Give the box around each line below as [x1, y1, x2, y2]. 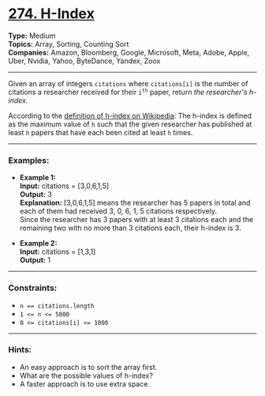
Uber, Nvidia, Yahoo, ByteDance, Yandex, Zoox [8, 56, 161, 66]
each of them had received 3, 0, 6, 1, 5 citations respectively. [19, 206, 218, 216]
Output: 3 [19, 190, 53, 199]
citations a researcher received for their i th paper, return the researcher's [8, 87, 248, 96]
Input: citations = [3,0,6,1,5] [19, 181, 110, 190]
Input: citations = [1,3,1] [19, 247, 96, 257]
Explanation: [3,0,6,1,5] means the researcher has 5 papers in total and [19, 198, 251, 208]
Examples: [8, 155, 50, 166]
